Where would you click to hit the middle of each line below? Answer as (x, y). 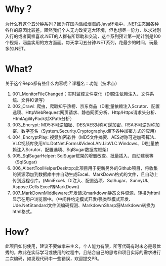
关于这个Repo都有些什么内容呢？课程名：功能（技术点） (62, 83)
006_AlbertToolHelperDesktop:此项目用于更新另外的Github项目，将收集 (85, 168)
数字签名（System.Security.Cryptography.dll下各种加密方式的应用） (90, 131)
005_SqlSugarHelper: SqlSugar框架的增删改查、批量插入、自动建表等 (83, 156)
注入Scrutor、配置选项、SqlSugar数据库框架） (64, 149)
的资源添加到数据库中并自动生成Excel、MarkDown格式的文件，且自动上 (85, 174)
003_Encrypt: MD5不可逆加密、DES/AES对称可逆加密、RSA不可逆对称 (84, 125)
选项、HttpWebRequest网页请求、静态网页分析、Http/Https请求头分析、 (86, 112)
